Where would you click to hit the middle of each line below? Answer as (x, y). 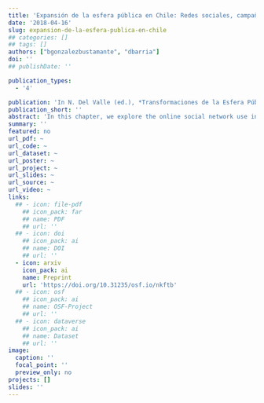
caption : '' (35, 358)
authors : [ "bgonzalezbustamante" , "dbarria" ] (84, 52)
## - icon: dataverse (51, 321)
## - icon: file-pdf (49, 204)
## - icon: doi (40, 234)
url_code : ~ (27, 146)
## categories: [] (38, 37)
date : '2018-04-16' (40, 23)
